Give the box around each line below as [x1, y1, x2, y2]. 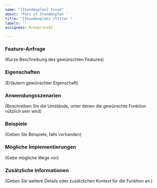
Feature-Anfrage [5, 46, 46, 53]
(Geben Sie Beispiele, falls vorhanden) [5, 132, 81, 137]
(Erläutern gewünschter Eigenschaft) [5, 80, 78, 86]
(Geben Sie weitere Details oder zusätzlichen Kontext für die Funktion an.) [5, 178, 153, 184]
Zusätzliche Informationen [5, 167, 69, 173]
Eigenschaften [5, 69, 40, 75]
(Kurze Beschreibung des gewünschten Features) [5, 56, 104, 62]
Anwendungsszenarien [5, 92, 62, 99]
